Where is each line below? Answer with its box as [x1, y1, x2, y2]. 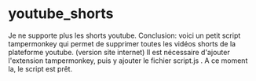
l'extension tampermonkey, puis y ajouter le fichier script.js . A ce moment [8, 56, 248, 65]
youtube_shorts [8, 5, 114, 23]
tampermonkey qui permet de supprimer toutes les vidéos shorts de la [8, 39, 236, 48]
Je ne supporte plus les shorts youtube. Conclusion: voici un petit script [8, 31, 241, 40]
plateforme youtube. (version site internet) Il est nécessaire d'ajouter [8, 47, 230, 57]
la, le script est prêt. [8, 64, 73, 73]
